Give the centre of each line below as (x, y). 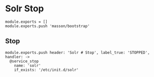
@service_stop (24, 61)
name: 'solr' (28, 65)
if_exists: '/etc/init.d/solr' (46, 70)
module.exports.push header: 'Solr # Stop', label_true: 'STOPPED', (77, 52)
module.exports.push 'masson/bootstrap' (48, 26)
